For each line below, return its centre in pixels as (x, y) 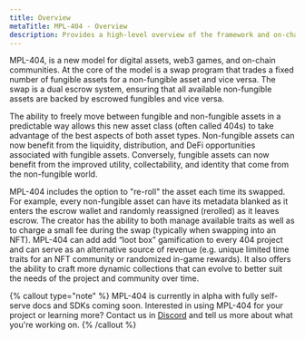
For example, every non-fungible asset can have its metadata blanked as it (149, 201)
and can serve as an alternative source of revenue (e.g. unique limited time (149, 249)
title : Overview (40, 18)
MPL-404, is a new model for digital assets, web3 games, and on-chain (143, 61)
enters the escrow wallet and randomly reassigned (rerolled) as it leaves (144, 211)
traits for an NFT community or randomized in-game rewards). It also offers (150, 259)
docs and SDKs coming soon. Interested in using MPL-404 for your (158, 305)
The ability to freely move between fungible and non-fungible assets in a (145, 116)
